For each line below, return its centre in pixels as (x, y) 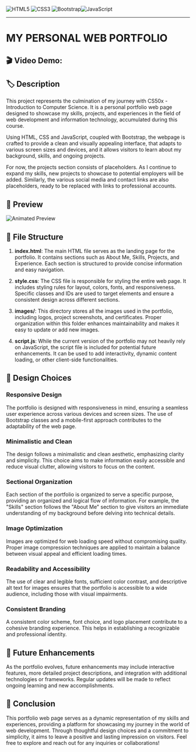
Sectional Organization (39, 481)
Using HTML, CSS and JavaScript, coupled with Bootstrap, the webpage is (96, 137)
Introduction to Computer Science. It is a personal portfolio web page (89, 107)
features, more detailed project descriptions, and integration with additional (97, 673)
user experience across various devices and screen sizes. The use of (90, 413)
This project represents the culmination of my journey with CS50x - (87, 101)
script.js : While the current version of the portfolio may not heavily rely (100, 341)
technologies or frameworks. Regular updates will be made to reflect (88, 679)
